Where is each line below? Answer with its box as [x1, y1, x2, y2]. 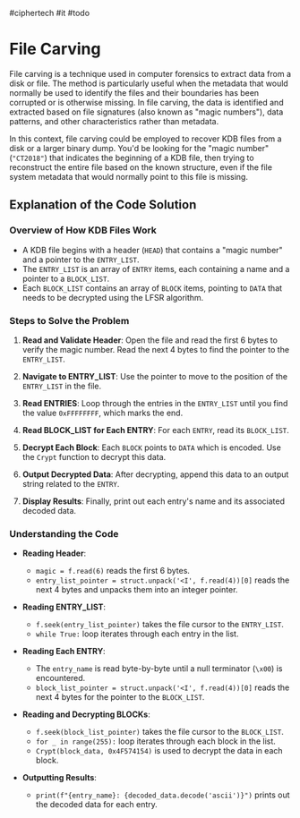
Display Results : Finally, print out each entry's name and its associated [21, 496, 285, 507]
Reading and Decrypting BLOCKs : [21, 709, 150, 720]
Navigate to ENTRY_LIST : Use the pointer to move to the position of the [21, 371, 288, 381]
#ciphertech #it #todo [9, 8, 90, 18]
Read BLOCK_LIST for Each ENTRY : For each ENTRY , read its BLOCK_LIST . [21, 424, 289, 435]
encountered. [35, 673, 86, 684]
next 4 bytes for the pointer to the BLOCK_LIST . [35, 692, 205, 703]
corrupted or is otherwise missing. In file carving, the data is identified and [9, 97, 284, 107]
